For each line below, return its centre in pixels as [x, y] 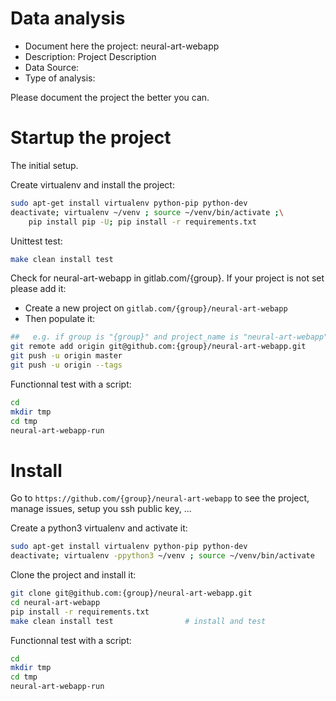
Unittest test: [36, 241]
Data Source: [52, 67]
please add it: [38, 289]
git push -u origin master [66, 356]
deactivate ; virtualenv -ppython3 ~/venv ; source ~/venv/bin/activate [162, 556]
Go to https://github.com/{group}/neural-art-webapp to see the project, [160, 498]
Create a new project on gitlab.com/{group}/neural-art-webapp [156, 308]
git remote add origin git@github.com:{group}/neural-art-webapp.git [158, 347]
